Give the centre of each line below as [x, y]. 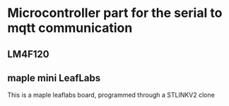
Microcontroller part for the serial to [115, 13]
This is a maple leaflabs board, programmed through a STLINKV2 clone [111, 95]
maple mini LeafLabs [54, 78]
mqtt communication [70, 28]
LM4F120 [28, 54]
